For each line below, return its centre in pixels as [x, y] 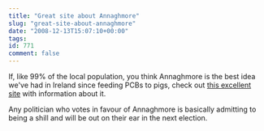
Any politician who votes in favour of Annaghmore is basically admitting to [132, 109]
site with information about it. [57, 93]
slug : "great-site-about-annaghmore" [72, 23]
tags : [17, 38]
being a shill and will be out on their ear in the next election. [108, 118]
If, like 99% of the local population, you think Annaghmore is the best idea [132, 76]
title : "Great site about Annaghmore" [74, 16]
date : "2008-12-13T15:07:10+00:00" [69, 31]
